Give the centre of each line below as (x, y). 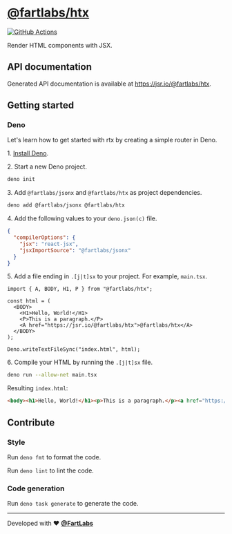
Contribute (31, 422)
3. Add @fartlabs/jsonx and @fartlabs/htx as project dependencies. (105, 193)
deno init (21, 180)
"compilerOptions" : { (45, 238)
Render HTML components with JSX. (60, 45)
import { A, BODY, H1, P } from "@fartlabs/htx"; (80, 289)
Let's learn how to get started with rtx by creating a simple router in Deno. (112, 140)
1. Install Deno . (28, 153)
